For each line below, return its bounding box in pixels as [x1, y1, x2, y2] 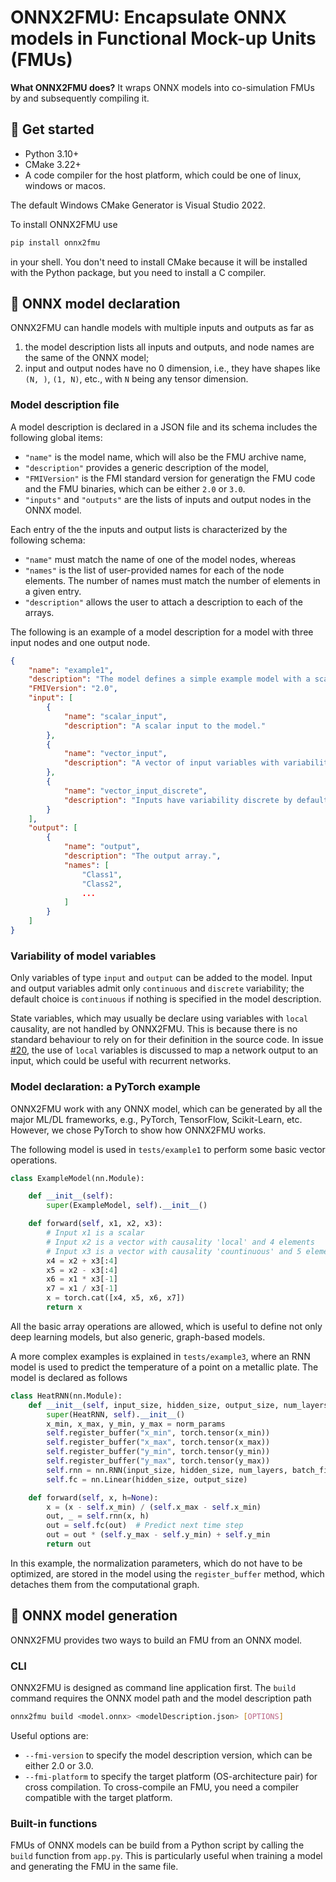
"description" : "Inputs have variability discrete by [63, 795, 293, 805]
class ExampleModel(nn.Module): [10, 1173, 145, 1183]
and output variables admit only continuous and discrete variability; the [10, 982, 305, 995]
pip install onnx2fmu [10, 237, 101, 248]
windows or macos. [24, 179, 106, 191]
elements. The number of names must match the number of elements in [24, 574, 321, 586]
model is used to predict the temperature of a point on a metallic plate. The [10, 1361, 319, 1373]
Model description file [10, 398, 120, 412]
